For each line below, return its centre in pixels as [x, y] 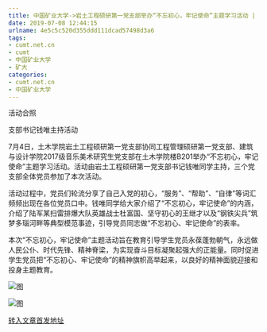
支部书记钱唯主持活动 [43, 130]
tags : [17, 38]
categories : [28, 75]
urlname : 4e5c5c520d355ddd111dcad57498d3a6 [81, 30]
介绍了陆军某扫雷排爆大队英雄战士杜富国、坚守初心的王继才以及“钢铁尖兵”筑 [133, 213]
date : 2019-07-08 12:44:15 [53, 23]
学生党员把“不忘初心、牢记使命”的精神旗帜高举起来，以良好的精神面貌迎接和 [133, 260]
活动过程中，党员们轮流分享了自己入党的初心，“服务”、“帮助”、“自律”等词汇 [132, 193]
